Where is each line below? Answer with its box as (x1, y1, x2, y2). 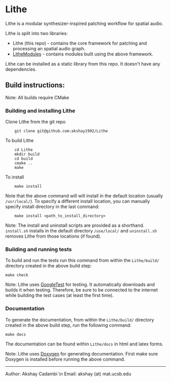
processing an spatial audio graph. (12, 45, 85, 51)
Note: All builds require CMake (5, 94, 70, 100)
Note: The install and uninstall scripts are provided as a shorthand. (5, 222, 145, 228)
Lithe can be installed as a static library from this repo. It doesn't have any (5, 61, 160, 67)
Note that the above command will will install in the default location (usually (5, 193, 163, 199)
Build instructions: (5, 81, 65, 90)
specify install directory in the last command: (5, 203, 100, 210)
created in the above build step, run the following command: (5, 322, 131, 328)
